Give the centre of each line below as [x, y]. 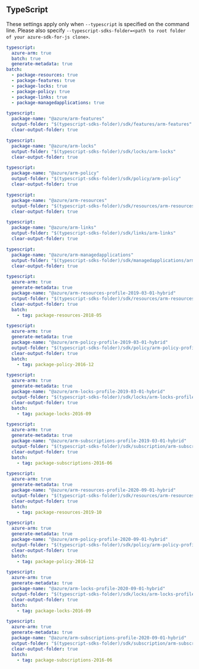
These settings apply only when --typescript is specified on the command [98, 24]
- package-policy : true [41, 91]
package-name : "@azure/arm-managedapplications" [73, 255]
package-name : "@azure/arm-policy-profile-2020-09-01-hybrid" [90, 540]
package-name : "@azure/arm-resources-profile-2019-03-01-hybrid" [94, 293]
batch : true [26, 59]
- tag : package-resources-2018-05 [59, 315]
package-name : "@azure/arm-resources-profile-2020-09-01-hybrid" [94, 490]
